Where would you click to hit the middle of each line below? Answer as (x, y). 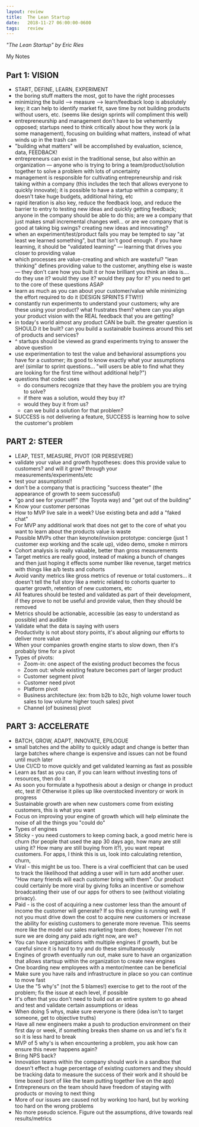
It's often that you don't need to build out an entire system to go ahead (101, 998)
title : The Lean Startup (38, 17)
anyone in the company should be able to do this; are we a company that (103, 215)
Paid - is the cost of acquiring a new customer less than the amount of (100, 904)
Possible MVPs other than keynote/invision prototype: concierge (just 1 (101, 537)
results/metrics (33, 1118)
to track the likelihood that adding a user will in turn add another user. (99, 873)
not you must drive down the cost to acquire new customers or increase (102, 917)
